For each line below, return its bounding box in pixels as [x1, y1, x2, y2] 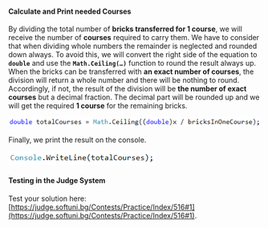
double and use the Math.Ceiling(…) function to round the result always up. [8, 59, 257, 68]
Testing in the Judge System [8, 176, 106, 185]
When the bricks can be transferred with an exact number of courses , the [8, 67, 254, 76]
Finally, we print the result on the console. [8, 135, 147, 145]
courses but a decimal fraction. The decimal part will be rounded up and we [8, 92, 260, 102]
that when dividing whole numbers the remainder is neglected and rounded [8, 41, 258, 51]
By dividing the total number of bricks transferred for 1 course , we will [8, 24, 242, 34]
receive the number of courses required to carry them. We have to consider [8, 33, 259, 43]
